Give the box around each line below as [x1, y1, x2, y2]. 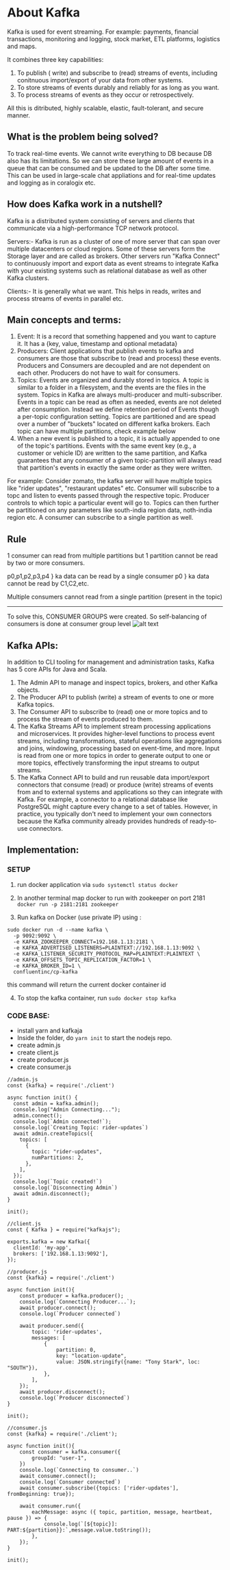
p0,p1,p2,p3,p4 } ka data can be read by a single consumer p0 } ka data [7, 572, 210, 581]
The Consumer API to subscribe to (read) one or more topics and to [16, 708, 208, 715]
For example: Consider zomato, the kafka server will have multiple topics [7, 477, 212, 485]
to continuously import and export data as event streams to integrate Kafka [7, 259, 219, 267]
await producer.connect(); [19, 1304, 97, 1311]
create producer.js [16, 1055, 69, 1063]
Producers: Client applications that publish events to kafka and [16, 347, 194, 355]
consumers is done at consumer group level [7, 620, 131, 628]
